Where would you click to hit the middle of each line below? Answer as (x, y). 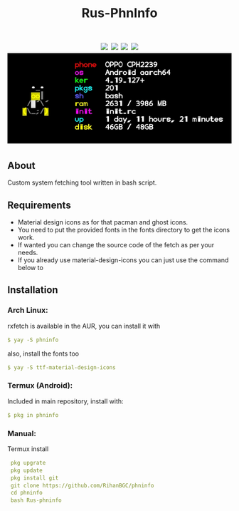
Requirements (39, 205)
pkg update (26, 470)
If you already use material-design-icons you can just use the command (123, 260)
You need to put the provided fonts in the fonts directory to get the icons (123, 230)
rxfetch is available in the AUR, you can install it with (84, 326)
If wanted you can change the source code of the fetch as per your (116, 245)
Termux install (28, 449)
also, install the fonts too (43, 353)
